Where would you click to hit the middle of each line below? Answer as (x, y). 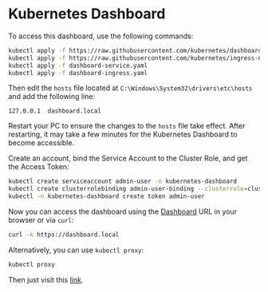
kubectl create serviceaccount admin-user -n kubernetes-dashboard (123, 182)
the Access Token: (39, 167)
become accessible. (41, 143)
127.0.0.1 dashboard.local (55, 111)
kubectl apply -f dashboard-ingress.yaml (78, 73)
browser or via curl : (41, 220)
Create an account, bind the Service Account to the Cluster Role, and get (128, 158)
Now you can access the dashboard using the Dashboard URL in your (123, 211)
